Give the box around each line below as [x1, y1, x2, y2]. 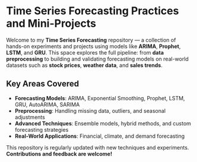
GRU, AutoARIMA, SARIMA [14, 101, 80, 108]
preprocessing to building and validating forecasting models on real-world [6, 55, 189, 62]
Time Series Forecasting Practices [6, 4, 179, 18]
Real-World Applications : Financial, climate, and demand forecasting [14, 132, 185, 139]
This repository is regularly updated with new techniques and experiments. [6, 144, 189, 151]
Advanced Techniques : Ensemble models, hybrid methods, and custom [14, 120, 192, 127]
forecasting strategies [14, 126, 69, 133]
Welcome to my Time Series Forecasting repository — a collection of [6, 36, 176, 43]
